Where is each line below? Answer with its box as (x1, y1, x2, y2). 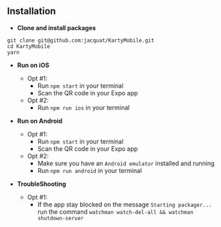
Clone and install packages (16, 23, 96, 32)
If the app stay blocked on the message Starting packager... (37, 200, 212, 208)
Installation (7, 5, 56, 17)
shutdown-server (37, 215, 84, 222)
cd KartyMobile (7, 43, 51, 50)
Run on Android (16, 117, 63, 125)
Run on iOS (16, 61, 50, 69)
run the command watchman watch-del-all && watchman (37, 207, 194, 215)
